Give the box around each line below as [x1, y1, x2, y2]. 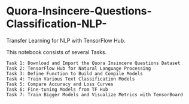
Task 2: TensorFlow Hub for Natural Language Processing [6, 65, 151, 72]
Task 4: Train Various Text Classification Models [6, 76, 135, 82]
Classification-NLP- [6, 17, 107, 31]
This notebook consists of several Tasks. [6, 48, 107, 55]
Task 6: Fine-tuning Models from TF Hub [6, 86, 109, 93]
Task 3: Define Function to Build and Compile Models [6, 70, 144, 76]
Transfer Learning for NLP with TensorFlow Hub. [6, 37, 126, 44]
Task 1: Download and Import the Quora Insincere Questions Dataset [6, 60, 181, 66]
